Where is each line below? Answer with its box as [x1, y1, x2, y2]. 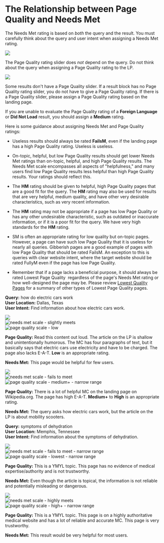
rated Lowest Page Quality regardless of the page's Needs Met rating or [12, 274, 159, 280]
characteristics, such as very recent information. [12, 199, 110, 205]
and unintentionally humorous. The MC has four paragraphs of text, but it [5, 339, 153, 345]
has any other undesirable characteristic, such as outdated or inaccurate [12, 213, 159, 219]
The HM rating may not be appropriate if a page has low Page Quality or [12, 208, 158, 214]
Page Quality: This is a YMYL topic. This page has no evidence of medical [5, 463, 155, 469]
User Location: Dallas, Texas [5, 300, 64, 305]
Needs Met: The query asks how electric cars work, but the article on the [5, 408, 153, 414]
